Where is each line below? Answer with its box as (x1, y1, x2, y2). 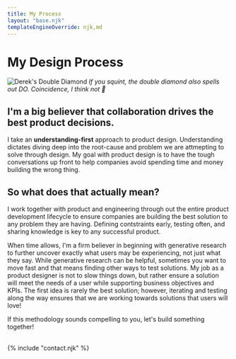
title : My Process (7, 10, 61, 18)
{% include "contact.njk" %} (7, 343, 90, 352)
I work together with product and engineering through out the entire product (7, 205, 229, 213)
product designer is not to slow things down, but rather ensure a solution (7, 270, 219, 280)
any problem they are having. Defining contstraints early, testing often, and (7, 220, 225, 228)
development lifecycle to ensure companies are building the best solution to (7, 212, 228, 220)
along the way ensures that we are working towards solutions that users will (7, 293, 228, 302)
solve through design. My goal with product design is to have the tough (7, 150, 215, 159)
